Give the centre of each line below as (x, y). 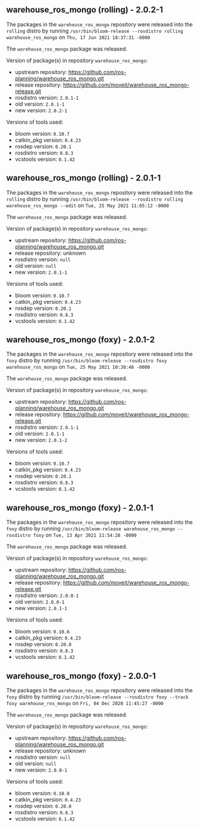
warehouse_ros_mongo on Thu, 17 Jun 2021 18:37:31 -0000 (78, 37)
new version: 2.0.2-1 (41, 110)
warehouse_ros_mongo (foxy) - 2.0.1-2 (81, 340)
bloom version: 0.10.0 (42, 793)
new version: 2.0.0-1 (41, 770)
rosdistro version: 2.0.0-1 (47, 595)
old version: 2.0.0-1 (40, 602)
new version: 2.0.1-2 (41, 440)
